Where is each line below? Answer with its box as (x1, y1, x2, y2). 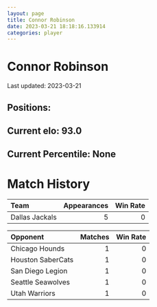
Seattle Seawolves (10, 277, 71, 287)
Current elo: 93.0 (7, 125, 82, 136)
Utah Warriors (10, 288, 56, 298)
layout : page (7, 10, 45, 17)
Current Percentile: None (7, 149, 117, 160)
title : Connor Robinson (7, 17, 75, 23)
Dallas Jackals (10, 213, 57, 222)
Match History (7, 176, 90, 191)
